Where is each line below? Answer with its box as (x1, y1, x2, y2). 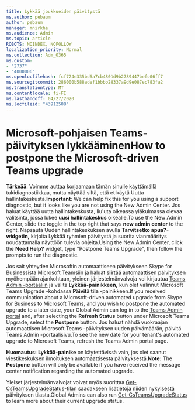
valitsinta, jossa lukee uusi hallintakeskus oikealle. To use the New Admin (6, 214, 183, 221)
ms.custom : (6, 57, 33, 63)
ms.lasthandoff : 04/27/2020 (6, 95, 75, 101)
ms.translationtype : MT (6, 85, 64, 91)
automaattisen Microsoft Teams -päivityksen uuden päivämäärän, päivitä (6, 325, 182, 332)
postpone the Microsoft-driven (6, 151, 159, 165)
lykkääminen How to (67, 139, 166, 152)
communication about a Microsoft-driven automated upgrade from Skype (6, 294, 183, 301)
